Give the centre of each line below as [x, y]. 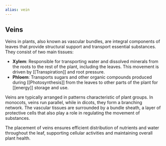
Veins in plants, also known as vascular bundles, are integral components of [83, 41]
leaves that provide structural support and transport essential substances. [81, 47]
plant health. [18, 138]
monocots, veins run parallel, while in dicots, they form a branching [74, 103]
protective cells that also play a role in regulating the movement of [73, 113]
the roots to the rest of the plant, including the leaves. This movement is [85, 67]
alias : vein [17, 10]
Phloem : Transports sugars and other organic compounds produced [82, 77]
